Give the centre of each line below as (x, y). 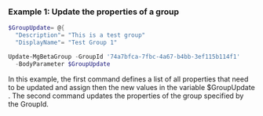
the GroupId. (29, 103)
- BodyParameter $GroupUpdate (63, 64)
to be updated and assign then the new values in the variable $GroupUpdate (131, 87)
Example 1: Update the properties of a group (93, 12)
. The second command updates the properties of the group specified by (126, 96)
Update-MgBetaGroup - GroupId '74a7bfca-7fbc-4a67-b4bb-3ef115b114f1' (124, 56)
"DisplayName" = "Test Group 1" (66, 43)
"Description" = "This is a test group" (80, 35)
